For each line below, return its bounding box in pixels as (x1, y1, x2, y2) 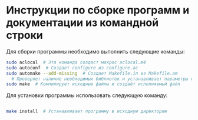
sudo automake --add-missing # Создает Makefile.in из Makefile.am (6, 70, 178, 76)
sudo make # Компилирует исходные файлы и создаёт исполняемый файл (6, 81, 181, 87)
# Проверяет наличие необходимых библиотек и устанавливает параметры (11, 76, 189, 82)
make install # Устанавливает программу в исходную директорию (6, 108, 167, 115)
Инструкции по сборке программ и (6, 4, 190, 17)
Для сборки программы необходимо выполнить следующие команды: (6, 48, 185, 55)
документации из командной (6, 16, 159, 29)
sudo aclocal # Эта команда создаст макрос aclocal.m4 (6, 59, 146, 65)
